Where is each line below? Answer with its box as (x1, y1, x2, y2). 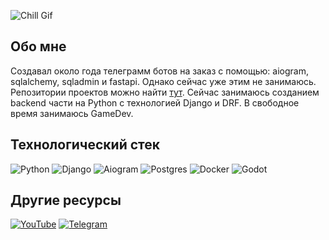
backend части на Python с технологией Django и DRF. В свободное (10, 96, 300, 109)
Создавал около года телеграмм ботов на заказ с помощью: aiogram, (10, 65, 309, 77)
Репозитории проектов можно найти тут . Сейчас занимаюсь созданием (10, 86, 320, 98)
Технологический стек (10, 136, 161, 154)
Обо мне (10, 38, 67, 55)
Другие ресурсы (10, 192, 122, 209)
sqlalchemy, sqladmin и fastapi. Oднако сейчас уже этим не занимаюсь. (10, 75, 317, 87)
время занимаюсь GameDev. (10, 107, 134, 119)
